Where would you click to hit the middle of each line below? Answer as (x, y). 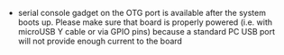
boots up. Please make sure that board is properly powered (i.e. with (145, 22)
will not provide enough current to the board (100, 41)
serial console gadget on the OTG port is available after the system (142, 13)
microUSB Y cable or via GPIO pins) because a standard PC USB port (147, 31)
